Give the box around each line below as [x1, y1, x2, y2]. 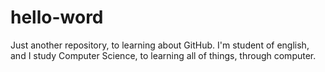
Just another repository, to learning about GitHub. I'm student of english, [10, 39, 310, 51]
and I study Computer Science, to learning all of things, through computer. [10, 49, 317, 61]
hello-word [10, 6, 104, 29]
